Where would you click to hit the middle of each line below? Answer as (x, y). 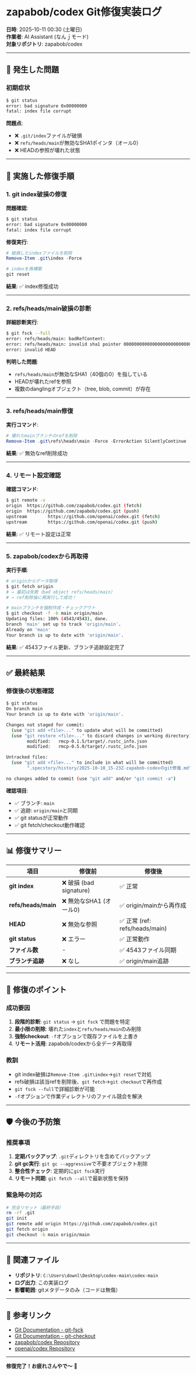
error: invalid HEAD (31, 350)
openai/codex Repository (45, 1349)
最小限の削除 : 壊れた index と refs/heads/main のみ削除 (78, 1029)
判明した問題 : (22, 361)
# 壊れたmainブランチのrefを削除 (42, 436)
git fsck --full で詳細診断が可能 (55, 1089)
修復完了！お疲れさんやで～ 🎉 (42, 1366)
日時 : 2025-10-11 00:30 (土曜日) (44, 29)
